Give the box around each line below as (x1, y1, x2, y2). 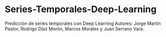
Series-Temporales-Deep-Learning (5, 4, 157, 15)
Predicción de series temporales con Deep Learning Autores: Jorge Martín (5, 20, 161, 26)
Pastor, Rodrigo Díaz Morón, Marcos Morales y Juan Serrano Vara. (5, 25, 145, 31)
